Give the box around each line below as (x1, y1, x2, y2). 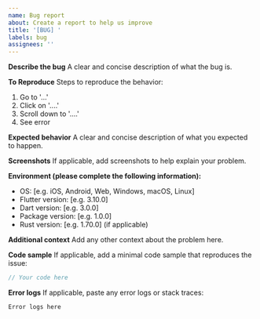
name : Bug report (8, 11, 65, 20)
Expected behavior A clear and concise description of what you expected (8, 132, 248, 142)
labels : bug (8, 33, 47, 42)
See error (19, 118, 51, 127)
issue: (8, 259, 27, 268)
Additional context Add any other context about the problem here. (8, 235, 224, 245)
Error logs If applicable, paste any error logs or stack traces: (8, 288, 204, 297)
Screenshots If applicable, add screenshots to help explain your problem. (8, 156, 247, 165)
